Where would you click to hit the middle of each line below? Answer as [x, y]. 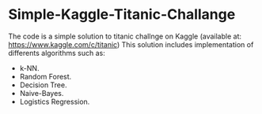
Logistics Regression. [55, 101]
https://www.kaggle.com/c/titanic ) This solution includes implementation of [131, 44]
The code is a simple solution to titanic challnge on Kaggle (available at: [125, 36]
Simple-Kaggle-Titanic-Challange [122, 15]
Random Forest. [46, 76]
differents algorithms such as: [57, 53]
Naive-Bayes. [42, 93]
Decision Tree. [43, 85]
